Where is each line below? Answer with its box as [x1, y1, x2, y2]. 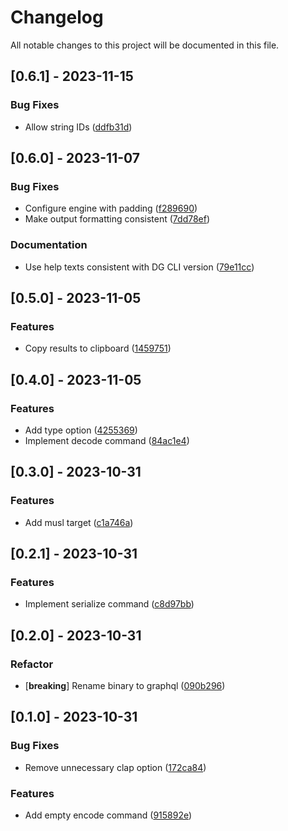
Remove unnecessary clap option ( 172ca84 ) [24, 761, 207, 773]
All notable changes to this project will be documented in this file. [10, 39, 280, 51]
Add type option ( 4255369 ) [24, 424, 138, 436]
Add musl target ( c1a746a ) [24, 516, 134, 528]
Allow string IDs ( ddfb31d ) [24, 121, 133, 133]
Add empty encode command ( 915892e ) [24, 809, 193, 821]
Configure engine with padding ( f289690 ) [24, 202, 198, 215]
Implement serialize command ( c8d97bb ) [24, 598, 195, 610]
